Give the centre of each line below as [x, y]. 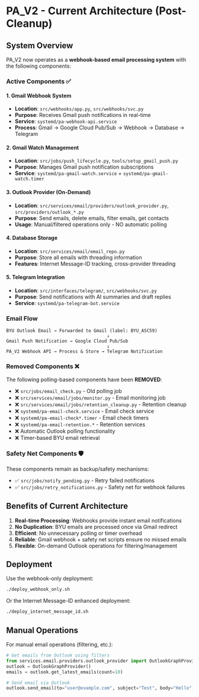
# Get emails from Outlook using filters [58, 655]
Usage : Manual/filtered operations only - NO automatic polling [91, 224]
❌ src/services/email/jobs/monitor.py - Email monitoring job [90, 397]
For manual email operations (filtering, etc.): [60, 645]
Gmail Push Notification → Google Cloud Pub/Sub [67, 341]
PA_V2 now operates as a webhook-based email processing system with [96, 60]
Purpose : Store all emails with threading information [78, 257]
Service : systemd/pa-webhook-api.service [66, 121]
